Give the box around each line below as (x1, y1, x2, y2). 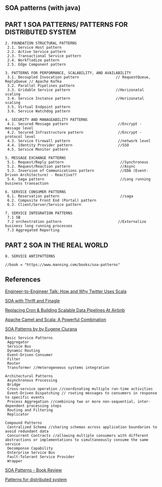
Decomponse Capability (7, 446, 53, 451)
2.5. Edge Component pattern (7, 62, 66, 67)
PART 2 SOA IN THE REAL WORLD (5, 241, 108, 249)
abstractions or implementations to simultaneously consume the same (5, 437, 149, 442)
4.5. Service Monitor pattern (7, 147, 68, 152)
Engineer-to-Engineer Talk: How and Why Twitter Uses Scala (5, 288, 127, 294)
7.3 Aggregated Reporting (7, 228, 60, 233)
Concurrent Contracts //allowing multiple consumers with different (7, 433, 149, 438)
